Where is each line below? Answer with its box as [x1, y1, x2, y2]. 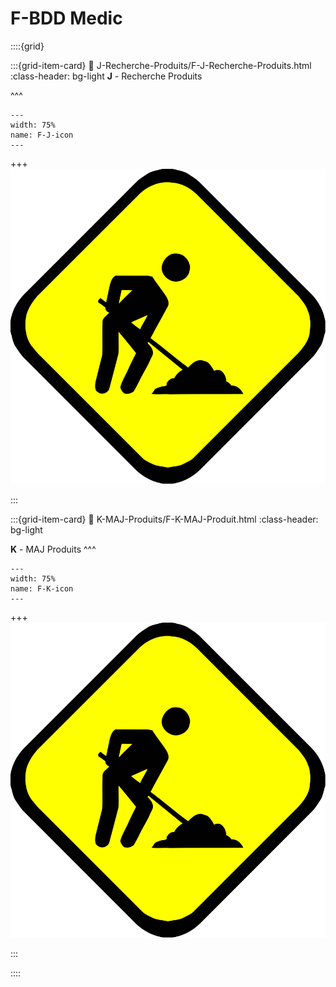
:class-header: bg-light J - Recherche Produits [10, 70, 203, 82]
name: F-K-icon [10, 583, 74, 594]
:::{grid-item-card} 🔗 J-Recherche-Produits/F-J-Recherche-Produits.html [10, 59, 312, 71]
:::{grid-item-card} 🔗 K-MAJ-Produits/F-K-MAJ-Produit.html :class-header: [10, 513, 319, 525]
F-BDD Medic [10, 7, 123, 30]
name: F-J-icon [10, 130, 74, 140]
